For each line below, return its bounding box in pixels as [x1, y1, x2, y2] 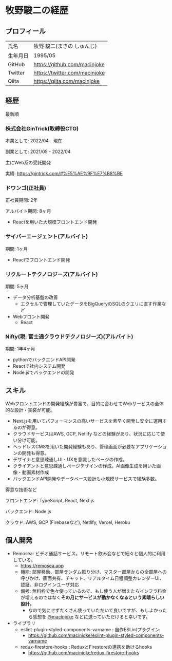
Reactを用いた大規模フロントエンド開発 [12, 219, 98, 225]
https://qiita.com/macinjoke [33, 78, 100, 85]
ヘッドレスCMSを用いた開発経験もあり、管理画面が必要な [12, 444, 136, 450]
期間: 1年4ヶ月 [5, 346, 35, 352]
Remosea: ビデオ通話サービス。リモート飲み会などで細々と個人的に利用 [12, 550, 166, 556]
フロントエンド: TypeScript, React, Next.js [5, 498, 94, 504]
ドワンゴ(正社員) [5, 184, 46, 192]
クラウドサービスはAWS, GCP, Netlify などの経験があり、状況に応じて [12, 431, 161, 437]
